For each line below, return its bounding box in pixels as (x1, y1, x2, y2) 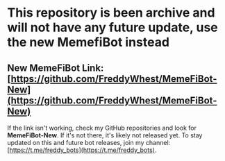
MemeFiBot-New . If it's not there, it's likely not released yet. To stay (7, 131, 203, 139)
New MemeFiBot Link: (7, 62, 104, 74)
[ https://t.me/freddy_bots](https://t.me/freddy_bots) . (7, 146, 157, 154)
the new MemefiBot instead (7, 35, 170, 50)
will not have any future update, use (7, 19, 219, 35)
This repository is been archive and (7, 5, 215, 21)
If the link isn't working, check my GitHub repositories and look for (7, 124, 197, 132)
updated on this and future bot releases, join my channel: (7, 139, 171, 146)
